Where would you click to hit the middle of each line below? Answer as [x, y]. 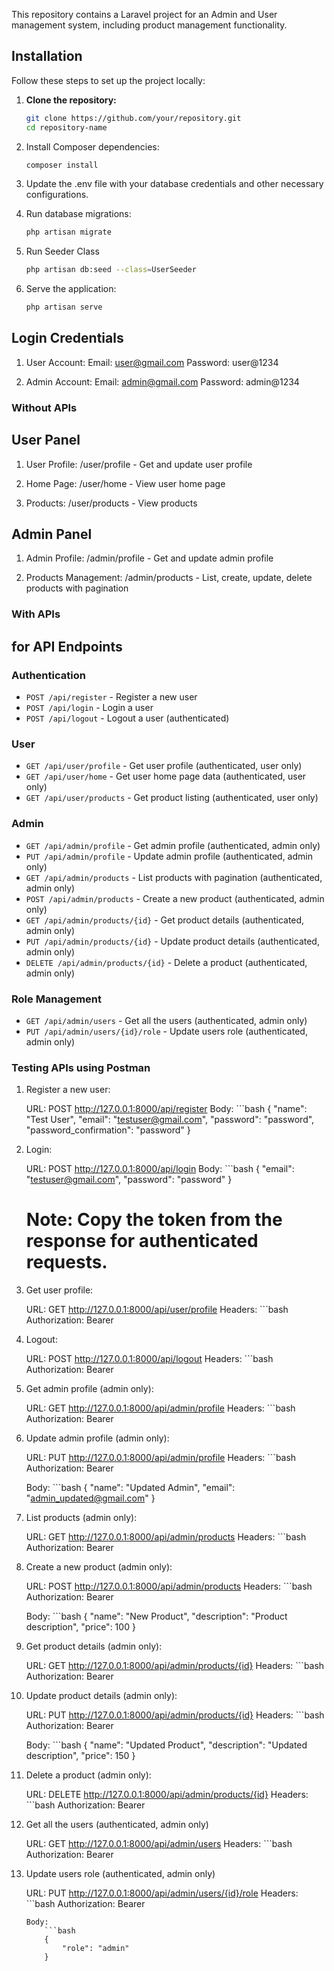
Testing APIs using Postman [81, 1067]
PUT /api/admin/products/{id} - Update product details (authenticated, [172, 941]
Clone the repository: [71, 100]
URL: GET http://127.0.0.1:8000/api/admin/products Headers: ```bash [166, 1537]
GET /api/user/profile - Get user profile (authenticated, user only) [164, 766]
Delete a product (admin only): [88, 1775]
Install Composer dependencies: [92, 146]
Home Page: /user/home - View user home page [125, 483]
